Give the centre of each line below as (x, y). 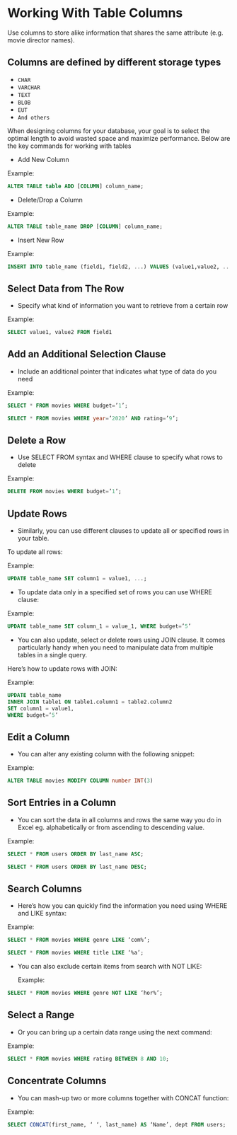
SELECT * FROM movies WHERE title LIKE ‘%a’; (75, 953)
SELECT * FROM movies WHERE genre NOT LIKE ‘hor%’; (85, 993)
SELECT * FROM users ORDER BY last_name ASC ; (75, 854)
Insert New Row (41, 240)
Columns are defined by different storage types (114, 63)
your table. (33, 538)
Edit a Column (39, 737)
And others (34, 117)
